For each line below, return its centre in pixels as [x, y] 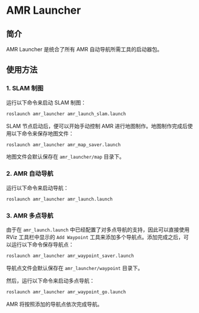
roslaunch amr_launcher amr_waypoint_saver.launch [70, 256]
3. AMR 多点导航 [30, 215]
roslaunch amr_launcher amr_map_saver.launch [63, 145]
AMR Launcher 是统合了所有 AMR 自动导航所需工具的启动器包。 [84, 49]
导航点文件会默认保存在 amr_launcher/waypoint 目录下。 [75, 268]
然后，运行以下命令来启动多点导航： [50, 280]
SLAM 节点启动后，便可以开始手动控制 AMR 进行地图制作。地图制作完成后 [97, 126]
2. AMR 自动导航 [30, 173]
